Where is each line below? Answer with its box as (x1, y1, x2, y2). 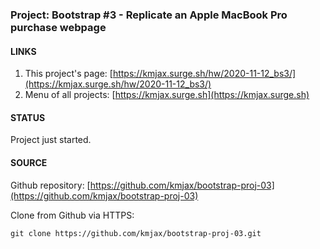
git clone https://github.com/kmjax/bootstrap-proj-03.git (10, 228, 262, 238)
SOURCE (10, 156, 48, 168)
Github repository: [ (10, 179, 91, 191)
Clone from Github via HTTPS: (10, 209, 135, 221)
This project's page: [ (24, 68, 113, 80)
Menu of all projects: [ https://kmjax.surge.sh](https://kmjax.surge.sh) (24, 89, 310, 101)
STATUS (10, 111, 46, 123)
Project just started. (10, 134, 92, 146)
